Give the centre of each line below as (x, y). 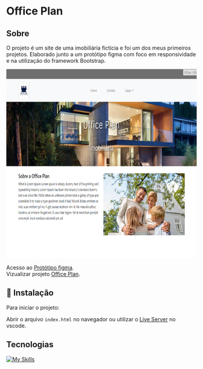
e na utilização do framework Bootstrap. (56, 61)
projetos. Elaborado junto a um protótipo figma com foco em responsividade (101, 54)
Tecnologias (30, 345)
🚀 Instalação (30, 293)
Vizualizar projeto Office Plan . (43, 274)
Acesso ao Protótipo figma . (40, 268)
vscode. (16, 326)
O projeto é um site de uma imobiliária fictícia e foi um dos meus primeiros (99, 48)
